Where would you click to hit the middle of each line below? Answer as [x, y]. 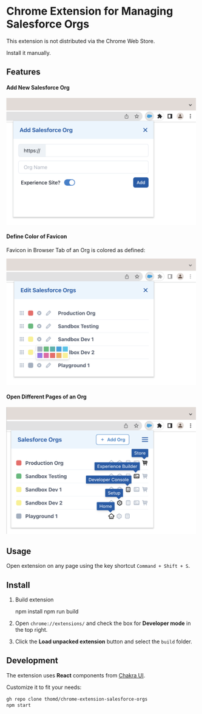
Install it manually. [29, 52]
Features [23, 72]
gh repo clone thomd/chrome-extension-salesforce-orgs [77, 699]
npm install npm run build [47, 612]
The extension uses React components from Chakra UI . [76, 675]
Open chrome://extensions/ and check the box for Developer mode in [103, 623]
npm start [19, 705]
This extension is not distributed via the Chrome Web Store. [81, 41]
